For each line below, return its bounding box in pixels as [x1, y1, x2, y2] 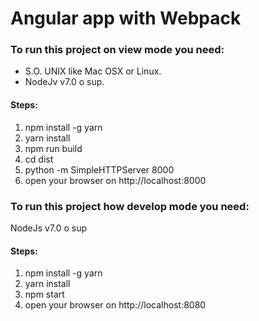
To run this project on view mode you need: [10, 43, 225, 57]
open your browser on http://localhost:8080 [24, 299, 207, 311]
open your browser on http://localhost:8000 [24, 174, 207, 186]
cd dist [24, 153, 54, 165]
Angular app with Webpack [10, 7, 242, 30]
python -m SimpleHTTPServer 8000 [24, 163, 175, 176]
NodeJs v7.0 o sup [10, 222, 88, 234]
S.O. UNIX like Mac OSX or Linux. [24, 65, 162, 77]
